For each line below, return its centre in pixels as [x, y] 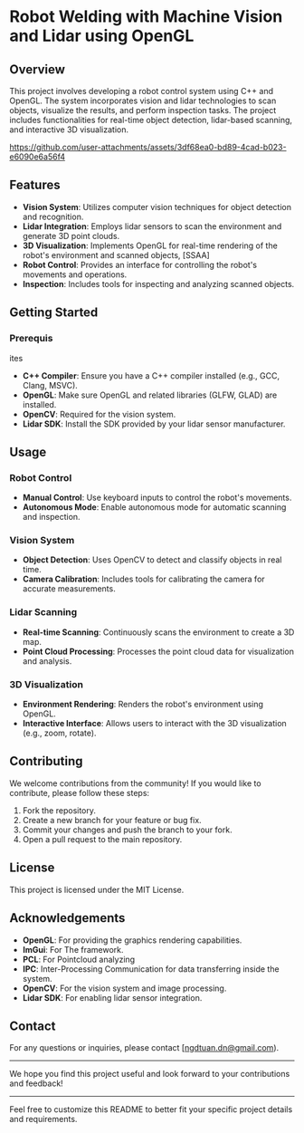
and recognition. [53, 216]
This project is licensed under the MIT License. [97, 889]
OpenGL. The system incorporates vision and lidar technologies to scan [143, 101]
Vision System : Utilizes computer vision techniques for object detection [157, 206]
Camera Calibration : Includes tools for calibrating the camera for [143, 579]
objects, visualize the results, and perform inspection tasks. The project [143, 110]
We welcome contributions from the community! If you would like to [135, 783]
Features [35, 185]
